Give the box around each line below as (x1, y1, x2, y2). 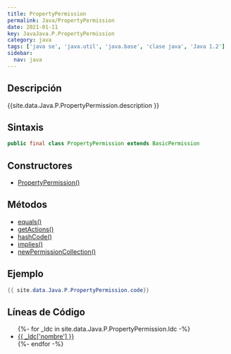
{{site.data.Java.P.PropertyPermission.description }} (7, 101, 160, 109)
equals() (17, 217, 42, 226)
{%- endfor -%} (17, 340, 64, 348)
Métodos (7, 199, 48, 211)
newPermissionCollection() (17, 248, 96, 256)
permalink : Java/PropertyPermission (7, 17, 115, 24)
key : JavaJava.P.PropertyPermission (7, 30, 115, 37)
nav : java (13, 56, 42, 63)
